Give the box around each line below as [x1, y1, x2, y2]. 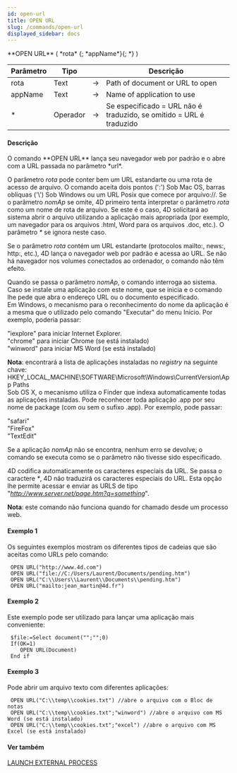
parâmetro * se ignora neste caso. [7, 228, 107, 237]
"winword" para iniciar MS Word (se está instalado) [7, 344, 157, 353]
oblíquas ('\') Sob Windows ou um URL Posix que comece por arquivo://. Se [7, 190, 227, 199]
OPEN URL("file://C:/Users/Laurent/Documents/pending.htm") [10, 570, 191, 577]
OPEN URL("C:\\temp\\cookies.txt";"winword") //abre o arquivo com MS [10, 709, 222, 716]
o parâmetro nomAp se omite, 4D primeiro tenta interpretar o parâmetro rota [7, 198, 229, 207]
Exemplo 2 [7, 597, 39, 605]
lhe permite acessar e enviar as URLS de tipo [7, 482, 138, 490]
